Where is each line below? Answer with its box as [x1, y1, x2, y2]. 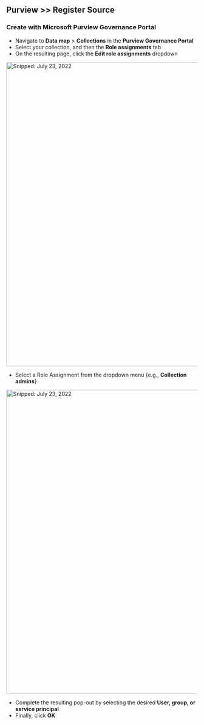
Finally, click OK [15, 712, 56, 719]
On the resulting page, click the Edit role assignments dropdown [15, 50, 178, 57]
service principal [15, 705, 59, 712]
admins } [15, 377, 37, 385]
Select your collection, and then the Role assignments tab [15, 43, 161, 50]
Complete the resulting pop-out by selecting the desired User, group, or [15, 699, 195, 706]
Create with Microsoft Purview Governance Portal [6, 23, 157, 32]
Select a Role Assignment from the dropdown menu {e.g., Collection [15, 371, 187, 378]
